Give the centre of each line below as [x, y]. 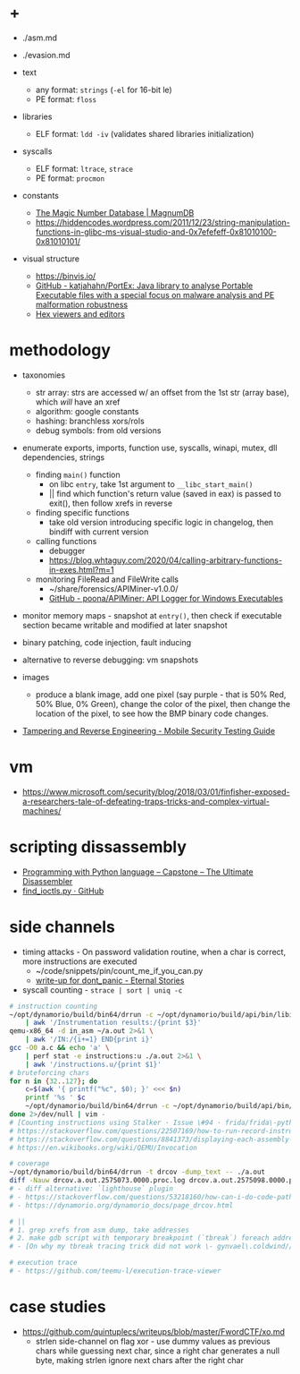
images [36, 677]
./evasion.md [46, 55]
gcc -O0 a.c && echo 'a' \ [59, 1048]
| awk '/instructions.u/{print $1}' [94, 1064]
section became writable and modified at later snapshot [125, 625]
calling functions [66, 541]
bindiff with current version [99, 532]
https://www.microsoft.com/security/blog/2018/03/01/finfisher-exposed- [156, 791]
